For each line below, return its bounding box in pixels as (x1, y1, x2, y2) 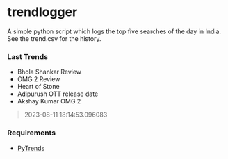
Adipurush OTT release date (17, 90, 99, 98)
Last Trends (7, 51, 49, 61)
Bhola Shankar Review (17, 67, 82, 76)
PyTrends (17, 144, 45, 152)
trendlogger (7, 4, 78, 20)
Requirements (7, 128, 56, 137)
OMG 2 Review (17, 75, 60, 83)
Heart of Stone (17, 83, 60, 91)
